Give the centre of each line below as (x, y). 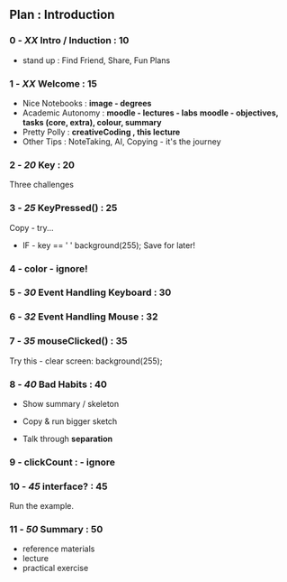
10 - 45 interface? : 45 (58, 486)
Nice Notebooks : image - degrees (87, 103)
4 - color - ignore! (49, 268)
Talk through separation (67, 439)
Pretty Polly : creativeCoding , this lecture (101, 132)
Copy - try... (31, 227)
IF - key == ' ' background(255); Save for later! (109, 245)
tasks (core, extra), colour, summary (92, 122)
